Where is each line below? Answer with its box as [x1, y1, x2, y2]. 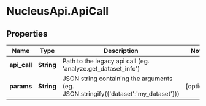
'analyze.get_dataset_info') [62, 65, 140, 72]
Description [103, 47, 139, 55]
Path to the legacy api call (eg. [62, 57, 150, 65]
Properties [6, 29, 48, 39]
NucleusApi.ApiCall [6, 4, 109, 18]
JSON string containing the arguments [62, 74, 173, 83]
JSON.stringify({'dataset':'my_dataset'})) [62, 90, 180, 98]
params [9, 82, 32, 90]
